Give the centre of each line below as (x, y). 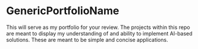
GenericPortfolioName (63, 11)
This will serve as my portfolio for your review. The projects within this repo (98, 27)
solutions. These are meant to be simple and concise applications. (87, 40)
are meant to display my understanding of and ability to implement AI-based (99, 33)
